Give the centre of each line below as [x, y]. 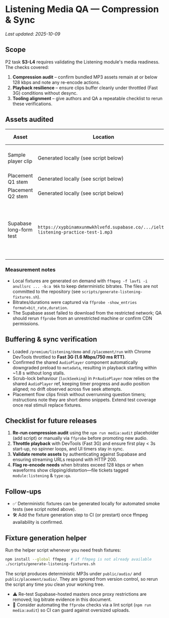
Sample [17, 154]
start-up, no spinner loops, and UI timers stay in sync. [68, 449]
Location [104, 137]
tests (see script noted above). [44, 509]
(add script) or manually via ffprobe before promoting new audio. [80, 438]
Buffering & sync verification [51, 339]
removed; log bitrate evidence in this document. [62, 599]
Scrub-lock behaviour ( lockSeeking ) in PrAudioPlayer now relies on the [86, 378]
